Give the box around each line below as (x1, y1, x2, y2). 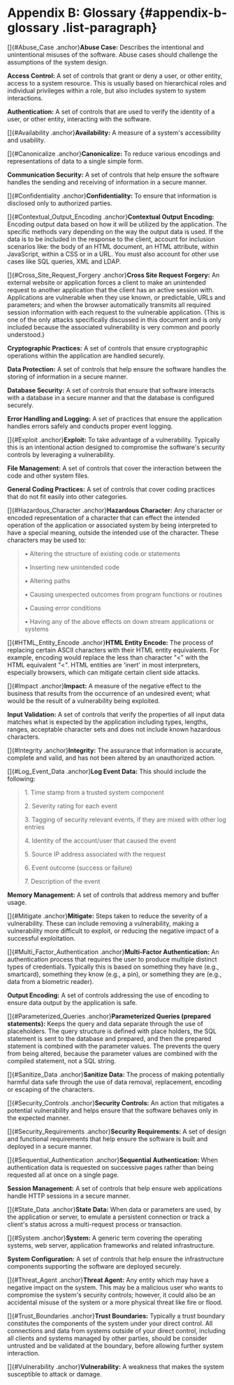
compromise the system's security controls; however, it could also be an (7, 1290, 216, 1299)
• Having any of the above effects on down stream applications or (24, 617, 214, 625)
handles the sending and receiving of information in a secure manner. (7, 177, 207, 186)
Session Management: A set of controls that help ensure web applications (7, 1184, 222, 1192)
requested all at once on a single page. (7, 1171, 119, 1179)
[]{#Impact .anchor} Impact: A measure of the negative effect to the (7, 681, 201, 690)
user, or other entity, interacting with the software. (7, 114, 152, 123)
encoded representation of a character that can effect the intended (7, 513, 200, 521)
